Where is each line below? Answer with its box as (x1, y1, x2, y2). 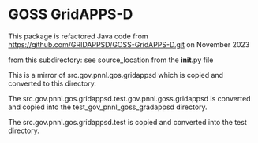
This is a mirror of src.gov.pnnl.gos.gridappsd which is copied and (8, 70, 223, 79)
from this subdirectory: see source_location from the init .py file (8, 55, 214, 64)
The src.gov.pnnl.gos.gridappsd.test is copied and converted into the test (8, 117, 247, 126)
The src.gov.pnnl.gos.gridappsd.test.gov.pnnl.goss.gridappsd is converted (8, 93, 251, 103)
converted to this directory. (8, 79, 96, 88)
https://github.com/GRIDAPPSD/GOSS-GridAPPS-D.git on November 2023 (8, 39, 250, 49)
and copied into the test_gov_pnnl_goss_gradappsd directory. (8, 102, 208, 112)
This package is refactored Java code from (8, 31, 148, 41)
